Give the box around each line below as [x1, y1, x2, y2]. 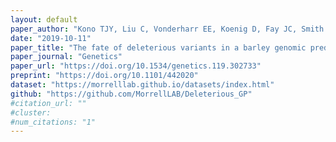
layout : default [10, 14, 78, 25]
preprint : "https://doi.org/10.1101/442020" [10, 71, 199, 81]
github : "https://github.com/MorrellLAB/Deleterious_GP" [10, 89, 253, 99]
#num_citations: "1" [10, 117, 97, 127]
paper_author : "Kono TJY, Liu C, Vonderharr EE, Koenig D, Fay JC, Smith [10, 24, 325, 34]
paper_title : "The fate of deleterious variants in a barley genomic [10, 42, 307, 53]
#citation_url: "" [10, 98, 87, 108]
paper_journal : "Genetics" [10, 52, 123, 62]
